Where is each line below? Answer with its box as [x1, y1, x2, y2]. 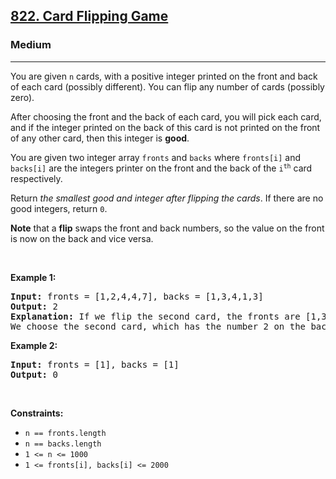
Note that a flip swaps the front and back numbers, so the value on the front [10, 222, 325, 234]
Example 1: [10, 271, 57, 283]
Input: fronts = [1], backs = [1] [10, 359, 180, 370]
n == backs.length [24, 439, 102, 449]
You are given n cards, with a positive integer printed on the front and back [10, 70, 318, 82]
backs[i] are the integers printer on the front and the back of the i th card [10, 162, 313, 174]
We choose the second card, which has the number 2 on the [10, 320, 307, 332]
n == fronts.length [24, 428, 107, 438]
